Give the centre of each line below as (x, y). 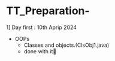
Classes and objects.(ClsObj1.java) (66, 45)
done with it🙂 (40, 51)
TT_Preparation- (48, 11)
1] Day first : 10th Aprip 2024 (41, 27)
